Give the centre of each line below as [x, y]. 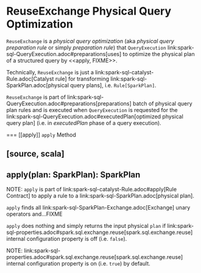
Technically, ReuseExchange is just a [50, 72]
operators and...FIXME [34, 214]
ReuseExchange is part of [36, 97]
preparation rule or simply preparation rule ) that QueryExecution [86, 48]
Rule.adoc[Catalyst [30, 79]
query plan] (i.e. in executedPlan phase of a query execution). [84, 122]
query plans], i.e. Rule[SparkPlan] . [113, 85]
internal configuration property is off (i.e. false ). [67, 239]
